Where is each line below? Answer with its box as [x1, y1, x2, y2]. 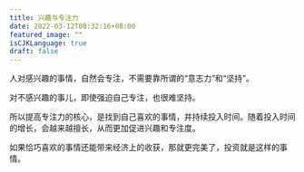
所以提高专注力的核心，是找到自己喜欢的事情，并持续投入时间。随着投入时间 [9, 111, 296, 122]
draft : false [9, 47, 59, 56]
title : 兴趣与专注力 [9, 13, 79, 23]
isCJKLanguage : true [9, 38, 88, 48]
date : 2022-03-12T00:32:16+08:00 [9, 22, 136, 31]
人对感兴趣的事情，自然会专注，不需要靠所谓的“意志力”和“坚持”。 [9, 73, 254, 84]
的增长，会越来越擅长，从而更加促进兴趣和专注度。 [9, 123, 201, 134]
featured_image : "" [9, 30, 83, 39]
